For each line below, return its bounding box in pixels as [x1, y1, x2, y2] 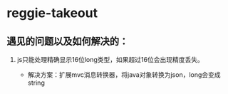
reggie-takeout [6, 5, 98, 21]
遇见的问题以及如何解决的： [6, 35, 129, 47]
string [27, 78, 46, 87]
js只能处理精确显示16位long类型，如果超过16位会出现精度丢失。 [16, 56, 204, 63]
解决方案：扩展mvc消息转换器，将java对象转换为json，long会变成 [27, 70, 222, 79]
